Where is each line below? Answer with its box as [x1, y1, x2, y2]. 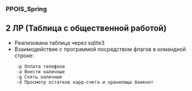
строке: [14, 51, 34, 59]
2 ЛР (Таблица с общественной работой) [5, 23, 167, 34]
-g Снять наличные [16, 74, 62, 80]
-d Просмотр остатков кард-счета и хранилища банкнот [16, 79, 154, 85]
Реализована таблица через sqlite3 [14, 39, 105, 46]
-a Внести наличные [16, 68, 65, 75]
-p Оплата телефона [16, 63, 65, 69]
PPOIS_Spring [5, 5, 47, 13]
